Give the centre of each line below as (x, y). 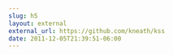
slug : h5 (23, 16)
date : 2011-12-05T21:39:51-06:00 (65, 38)
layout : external (38, 23)
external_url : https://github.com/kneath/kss (86, 31)
